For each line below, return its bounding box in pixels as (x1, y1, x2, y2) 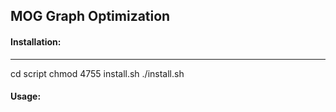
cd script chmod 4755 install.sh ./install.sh (10, 67, 185, 79)
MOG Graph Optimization (10, 8, 171, 25)
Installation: (10, 35, 62, 48)
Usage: (10, 90, 42, 103)
